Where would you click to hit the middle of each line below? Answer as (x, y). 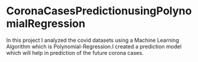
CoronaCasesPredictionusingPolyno (99, 11)
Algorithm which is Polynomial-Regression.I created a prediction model (94, 46)
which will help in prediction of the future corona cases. (75, 52)
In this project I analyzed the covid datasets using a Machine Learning (93, 40)
